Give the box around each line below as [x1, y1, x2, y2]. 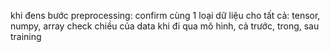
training [10, 31, 42, 42]
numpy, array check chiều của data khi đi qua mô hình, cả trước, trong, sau [10, 20, 320, 32]
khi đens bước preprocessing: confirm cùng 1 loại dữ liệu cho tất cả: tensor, [10, 10, 321, 21]
